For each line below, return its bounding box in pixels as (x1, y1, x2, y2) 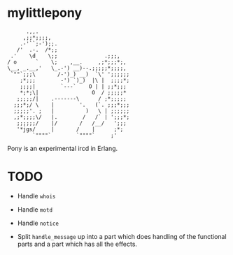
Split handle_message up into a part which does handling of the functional (17, 232, 227, 240)
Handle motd (17, 205, 53, 214)
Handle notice (17, 219, 59, 227)
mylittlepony (7, 5, 83, 21)
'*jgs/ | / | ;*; (16, 126, 124, 133)
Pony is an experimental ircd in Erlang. (7, 144, 118, 152)
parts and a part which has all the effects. (17, 240, 138, 248)
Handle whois (17, 191, 56, 200)
